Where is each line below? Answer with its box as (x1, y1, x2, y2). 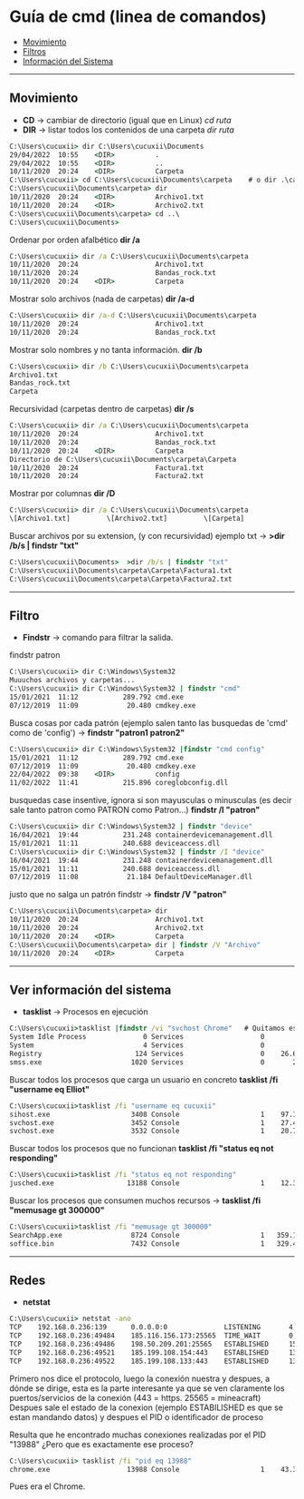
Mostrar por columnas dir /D (9, 488, 116, 499)
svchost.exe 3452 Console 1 (9, 1118, 265, 1127)
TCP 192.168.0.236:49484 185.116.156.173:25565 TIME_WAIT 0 (9, 1331, 294, 1340)
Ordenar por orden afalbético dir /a (9, 234, 140, 245)
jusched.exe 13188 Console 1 (9, 1179, 265, 1188)
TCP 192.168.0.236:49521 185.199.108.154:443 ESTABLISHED (9, 1347, 270, 1357)
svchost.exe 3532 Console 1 (9, 1127, 265, 1136)
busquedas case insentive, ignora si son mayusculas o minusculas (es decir (9, 795, 292, 806)
